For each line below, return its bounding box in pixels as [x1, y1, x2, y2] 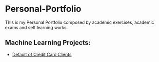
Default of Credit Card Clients [12, 51, 72, 57]
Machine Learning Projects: [5, 39, 91, 47]
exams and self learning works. [5, 24, 68, 30]
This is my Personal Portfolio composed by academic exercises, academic [5, 19, 155, 25]
